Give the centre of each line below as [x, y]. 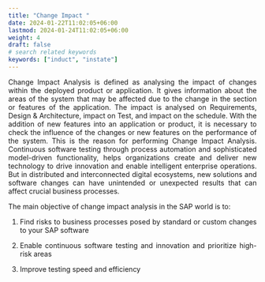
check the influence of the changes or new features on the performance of [132, 132]
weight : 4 [24, 38]
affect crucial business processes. [64, 191]
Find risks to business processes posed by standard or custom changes [138, 221]
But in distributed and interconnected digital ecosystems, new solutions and [132, 174]
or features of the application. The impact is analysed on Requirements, [132, 107]
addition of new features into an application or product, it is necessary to [132, 124]
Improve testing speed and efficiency [80, 269]
